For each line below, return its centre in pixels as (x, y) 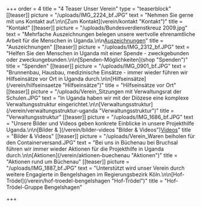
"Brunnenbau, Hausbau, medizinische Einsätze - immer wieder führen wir (97, 72)
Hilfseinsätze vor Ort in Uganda (45, 79)
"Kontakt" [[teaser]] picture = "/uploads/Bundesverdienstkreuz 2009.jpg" (97, 28)
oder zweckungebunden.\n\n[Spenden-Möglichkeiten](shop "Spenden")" (97, 60)
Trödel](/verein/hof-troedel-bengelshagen (58, 181)
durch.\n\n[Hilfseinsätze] (115, 79)
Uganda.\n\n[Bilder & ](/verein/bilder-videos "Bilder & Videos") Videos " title (99, 130)
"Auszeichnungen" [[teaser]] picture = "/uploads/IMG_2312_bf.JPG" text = (98, 47)
